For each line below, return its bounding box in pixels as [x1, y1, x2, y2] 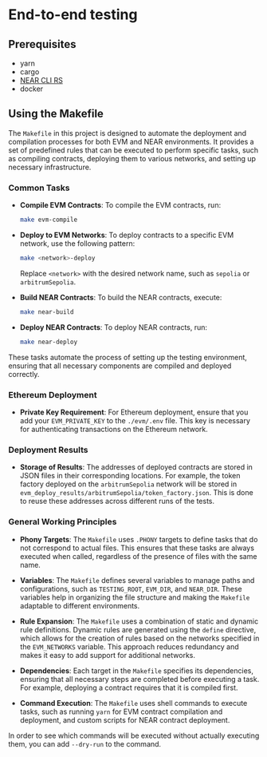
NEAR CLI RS [19, 76, 64, 85]
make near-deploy [19, 338, 78, 346]
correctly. [8, 369, 40, 378]
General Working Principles [8, 517, 117, 528]
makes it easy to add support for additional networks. [19, 650, 195, 660]
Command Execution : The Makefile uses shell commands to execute [19, 698, 248, 707]
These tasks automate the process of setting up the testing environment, [8, 352, 247, 362]
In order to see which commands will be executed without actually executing [8, 731, 260, 740]
